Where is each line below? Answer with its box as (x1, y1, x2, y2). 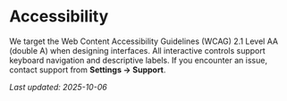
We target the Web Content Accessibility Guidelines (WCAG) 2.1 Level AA (9, 36, 279, 46)
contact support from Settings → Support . (9, 64, 166, 75)
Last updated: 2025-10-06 (9, 81, 107, 92)
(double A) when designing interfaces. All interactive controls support (9, 45, 266, 55)
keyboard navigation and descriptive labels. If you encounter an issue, (9, 55, 268, 65)
